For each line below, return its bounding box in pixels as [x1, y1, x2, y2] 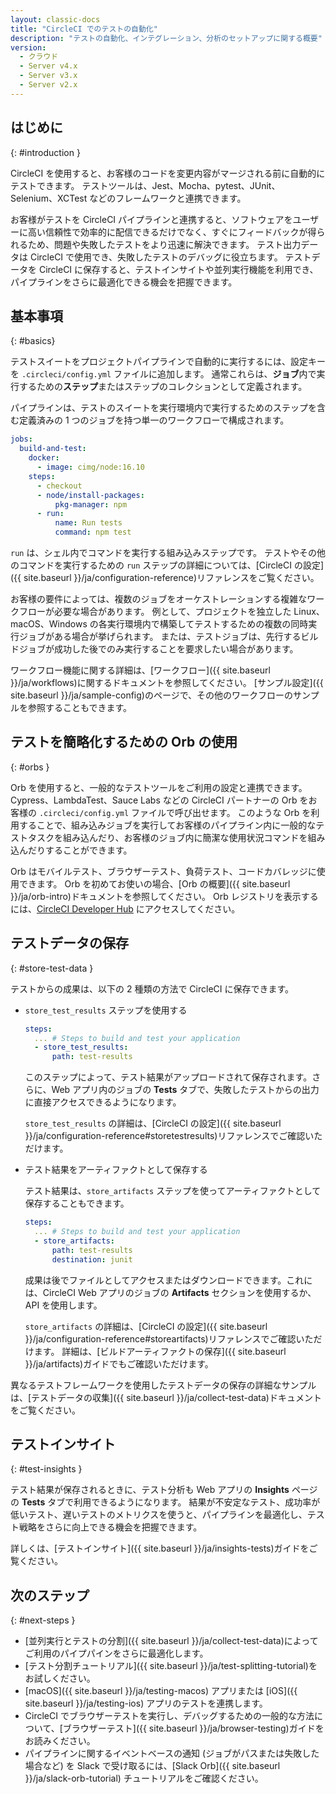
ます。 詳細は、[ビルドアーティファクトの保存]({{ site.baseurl [33, 1345, 287, 1357]
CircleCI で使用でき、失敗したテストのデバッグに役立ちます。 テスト [29, 251, 312, 263]
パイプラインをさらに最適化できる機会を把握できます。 [10, 276, 238, 288]
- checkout [36, 481, 83, 491]
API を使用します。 [24, 1299, 103, 1311]
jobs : [10, 434, 33, 445]
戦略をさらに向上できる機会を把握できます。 [18, 1521, 203, 1533]
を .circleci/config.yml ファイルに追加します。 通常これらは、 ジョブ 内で [10, 368, 317, 380]
